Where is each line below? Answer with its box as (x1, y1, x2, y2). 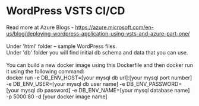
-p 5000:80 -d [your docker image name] (6, 93, 108, 100)
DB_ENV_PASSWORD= (126, 80, 182, 87)
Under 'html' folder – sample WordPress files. (6, 43, 117, 50)
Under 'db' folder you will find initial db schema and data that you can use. (6, 49, 188, 56)
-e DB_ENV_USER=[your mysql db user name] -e (6, 80, 126, 87)
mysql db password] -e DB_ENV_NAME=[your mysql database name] (20, 86, 190, 94)
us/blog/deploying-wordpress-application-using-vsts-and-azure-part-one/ (6, 30, 190, 37)
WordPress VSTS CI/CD (6, 4, 125, 18)
